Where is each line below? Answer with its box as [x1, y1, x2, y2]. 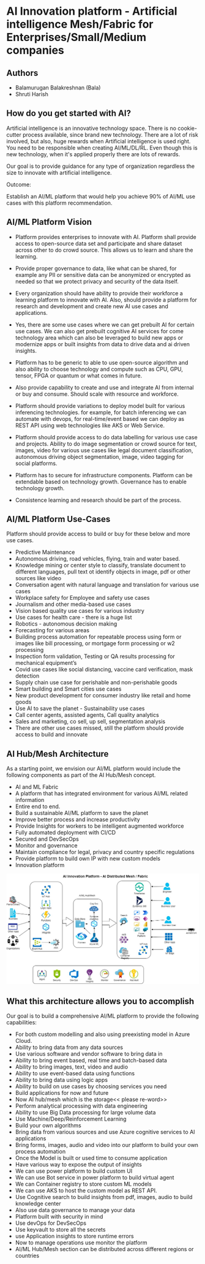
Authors [6, 67, 39, 78]
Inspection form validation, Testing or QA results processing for [15, 653, 176, 660]
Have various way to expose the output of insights [15, 1160, 142, 1168]
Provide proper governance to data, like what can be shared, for [15, 265, 177, 272]
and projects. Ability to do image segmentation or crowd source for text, [15, 440, 197, 447]
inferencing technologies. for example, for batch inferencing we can [15, 409, 187, 416]
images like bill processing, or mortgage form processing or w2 [15, 640, 176, 647]
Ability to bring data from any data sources [15, 1043, 124, 1051]
